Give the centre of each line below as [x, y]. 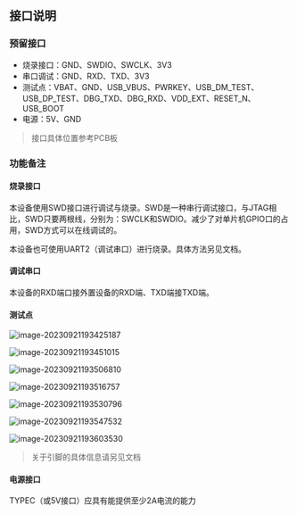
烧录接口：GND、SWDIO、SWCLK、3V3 [97, 64]
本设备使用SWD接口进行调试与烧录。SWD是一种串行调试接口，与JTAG [139, 207]
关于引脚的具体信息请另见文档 [86, 457]
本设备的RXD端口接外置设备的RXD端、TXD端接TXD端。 [111, 293]
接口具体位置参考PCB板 [74, 137]
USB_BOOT [43, 108]
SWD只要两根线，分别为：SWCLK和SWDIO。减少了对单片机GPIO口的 [153, 219]
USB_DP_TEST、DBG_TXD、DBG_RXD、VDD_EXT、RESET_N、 [139, 98]
